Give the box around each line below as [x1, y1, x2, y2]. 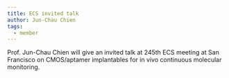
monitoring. [7, 63, 40, 71]
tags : [7, 23, 23, 30]
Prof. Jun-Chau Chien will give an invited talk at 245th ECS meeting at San [7, 48, 220, 57]
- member [13, 29, 39, 37]
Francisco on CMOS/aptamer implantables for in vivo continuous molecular [7, 56, 222, 64]
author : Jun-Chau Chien [7, 17, 76, 23]
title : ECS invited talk [7, 10, 79, 17]
